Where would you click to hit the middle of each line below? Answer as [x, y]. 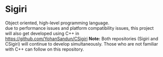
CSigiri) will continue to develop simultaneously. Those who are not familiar [82, 44]
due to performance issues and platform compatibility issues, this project [80, 28]
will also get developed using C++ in [42, 33]
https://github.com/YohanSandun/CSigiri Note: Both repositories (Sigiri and [82, 39]
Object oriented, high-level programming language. [57, 23]
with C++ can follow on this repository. [44, 49]
